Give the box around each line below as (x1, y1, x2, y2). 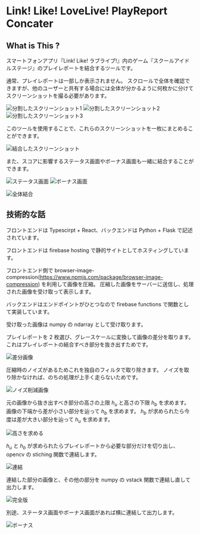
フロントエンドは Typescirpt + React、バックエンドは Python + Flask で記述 (6, 226, 193, 234)
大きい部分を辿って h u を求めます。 (26, 416, 113, 424)
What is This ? (6, 41, 60, 51)
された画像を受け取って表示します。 (6, 288, 94, 295)
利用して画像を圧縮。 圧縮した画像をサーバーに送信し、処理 (46, 280, 194, 287)
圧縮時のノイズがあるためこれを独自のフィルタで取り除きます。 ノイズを (6, 366, 185, 373)
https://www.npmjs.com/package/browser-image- (39, 273, 164, 281)
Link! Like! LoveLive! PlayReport (6, 4, 168, 18)
